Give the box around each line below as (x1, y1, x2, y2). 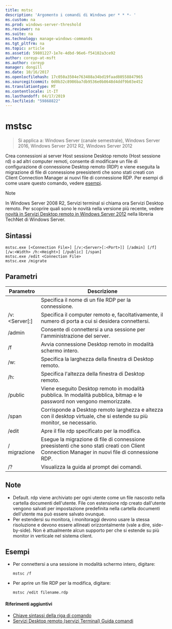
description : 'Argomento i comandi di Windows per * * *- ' (5, 12, 137, 17)
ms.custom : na (5, 17, 36, 22)
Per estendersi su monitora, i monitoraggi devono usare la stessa (12, 516, 150, 522)
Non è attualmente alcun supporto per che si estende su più (33, 527, 160, 533)
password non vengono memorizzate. (40, 398, 132, 405)
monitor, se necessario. (40, 419, 97, 426)
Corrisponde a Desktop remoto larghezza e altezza (40, 406, 163, 413)
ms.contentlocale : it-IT (5, 88, 58, 94)
